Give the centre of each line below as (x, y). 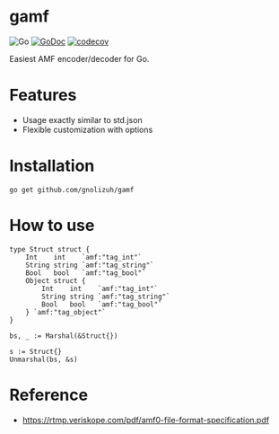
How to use (52, 226)
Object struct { (56, 280)
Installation (52, 166)
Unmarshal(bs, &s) (44, 359)
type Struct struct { (50, 249)
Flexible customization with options (87, 129)
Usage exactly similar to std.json (82, 120)
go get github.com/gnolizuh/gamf (72, 190)
